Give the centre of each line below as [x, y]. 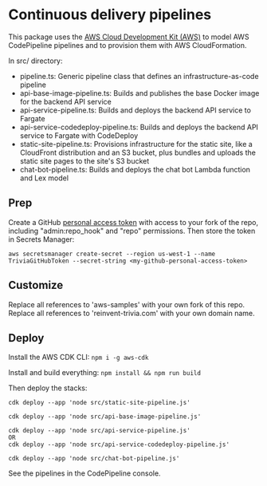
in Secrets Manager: [41, 239]
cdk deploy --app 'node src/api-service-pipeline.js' [100, 431]
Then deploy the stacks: [48, 388]
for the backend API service [65, 101]
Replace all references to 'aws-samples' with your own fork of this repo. [127, 304]
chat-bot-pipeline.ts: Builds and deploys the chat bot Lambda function [135, 169]
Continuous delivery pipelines [110, 15]
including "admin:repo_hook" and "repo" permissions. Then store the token [132, 231]
